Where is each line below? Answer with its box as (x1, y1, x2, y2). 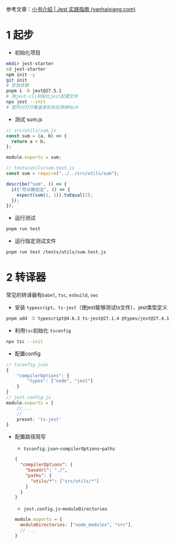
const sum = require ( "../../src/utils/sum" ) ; (6, 170, 119, 177)
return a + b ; (11, 138, 46, 145)
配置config (14, 350, 41, 357)
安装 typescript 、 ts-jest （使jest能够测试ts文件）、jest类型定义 (14, 304, 168, 311)
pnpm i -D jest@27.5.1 (6, 88, 62, 94)
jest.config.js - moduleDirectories (23, 505, 107, 512)
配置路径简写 (14, 433, 46, 440)
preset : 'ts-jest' (16, 417, 62, 422)
